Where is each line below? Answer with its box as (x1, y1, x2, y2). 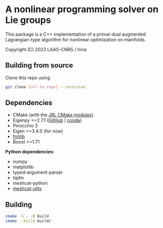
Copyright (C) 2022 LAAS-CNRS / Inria (5, 46, 87, 52)
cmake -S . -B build (5, 214, 49, 219)
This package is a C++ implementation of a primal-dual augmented (5, 31, 146, 37)
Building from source (5, 61, 73, 70)
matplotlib (12, 164, 34, 170)
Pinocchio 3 (12, 123, 38, 129)
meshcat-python (12, 180, 48, 186)
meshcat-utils (12, 185, 42, 191)
